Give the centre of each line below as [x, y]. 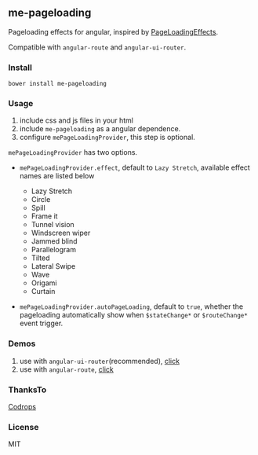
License [24, 427]
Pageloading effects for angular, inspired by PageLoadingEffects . [113, 31]
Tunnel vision [53, 225]
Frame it [44, 216]
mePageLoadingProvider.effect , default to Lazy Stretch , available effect [135, 167]
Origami [44, 283]
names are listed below [57, 176]
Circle [41, 200]
